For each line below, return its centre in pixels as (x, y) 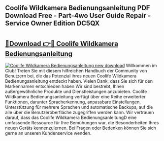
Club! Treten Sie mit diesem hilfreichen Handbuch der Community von (76, 71)
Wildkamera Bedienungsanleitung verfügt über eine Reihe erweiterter (76, 97)
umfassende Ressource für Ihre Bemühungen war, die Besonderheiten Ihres (82, 123)
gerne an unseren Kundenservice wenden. (48, 133)
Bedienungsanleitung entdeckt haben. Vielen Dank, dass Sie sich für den (79, 81)
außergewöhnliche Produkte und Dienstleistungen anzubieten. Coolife (76, 92)
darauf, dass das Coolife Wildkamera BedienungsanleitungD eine (71, 117)
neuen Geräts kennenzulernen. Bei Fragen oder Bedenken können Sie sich (81, 128)
